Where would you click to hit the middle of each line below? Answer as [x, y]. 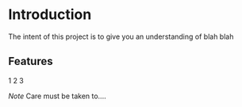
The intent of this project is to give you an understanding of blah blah [121, 36]
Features [31, 61]
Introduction [50, 15]
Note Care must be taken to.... [57, 96]
